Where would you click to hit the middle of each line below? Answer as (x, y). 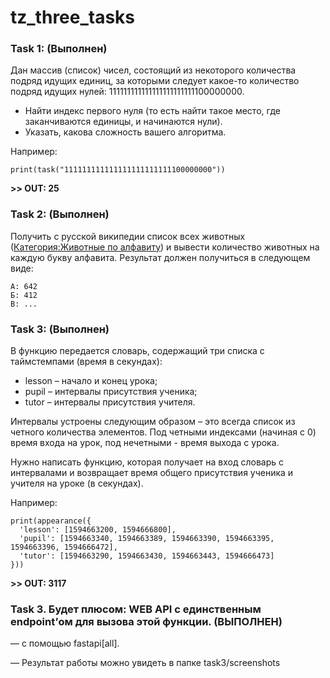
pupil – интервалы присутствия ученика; (111, 392)
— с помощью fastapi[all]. (65, 643)
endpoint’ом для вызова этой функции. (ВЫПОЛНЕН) (146, 621)
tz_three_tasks (73, 17)
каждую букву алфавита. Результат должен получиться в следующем (160, 257)
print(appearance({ (51, 521)
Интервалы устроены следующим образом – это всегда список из (153, 422)
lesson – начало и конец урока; (91, 381)
